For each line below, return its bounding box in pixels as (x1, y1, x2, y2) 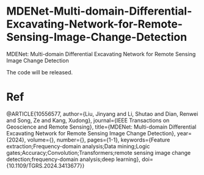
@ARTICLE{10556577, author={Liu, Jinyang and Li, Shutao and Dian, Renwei (6, 110, 199, 117)
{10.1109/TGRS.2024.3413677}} (6, 162, 85, 169)
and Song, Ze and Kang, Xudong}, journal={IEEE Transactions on (6, 116, 170, 124)
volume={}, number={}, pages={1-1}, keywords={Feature (27, 136, 170, 143)
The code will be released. (6, 68, 73, 76)
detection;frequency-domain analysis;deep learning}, (6, 155, 140, 163)
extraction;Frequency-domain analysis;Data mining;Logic (6, 142, 150, 150)
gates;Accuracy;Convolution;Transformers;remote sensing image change (6, 149, 191, 156)
